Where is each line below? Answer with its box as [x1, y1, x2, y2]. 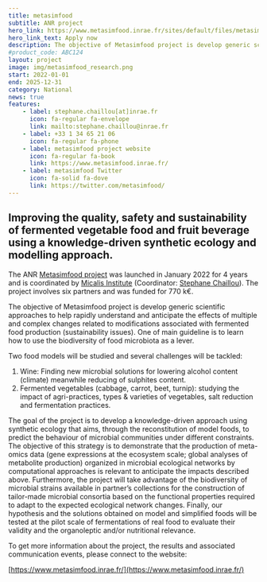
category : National [8, 85, 73, 94]
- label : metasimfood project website [22, 145, 151, 153]
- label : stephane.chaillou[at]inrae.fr [22, 108, 158, 116]
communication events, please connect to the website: [8, 549, 188, 559]
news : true [8, 93, 44, 101]
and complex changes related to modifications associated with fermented [8, 319, 250, 328]
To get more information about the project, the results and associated [8, 541, 236, 550]
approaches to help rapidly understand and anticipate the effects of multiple [8, 310, 257, 320]
